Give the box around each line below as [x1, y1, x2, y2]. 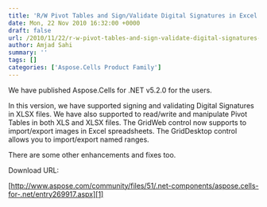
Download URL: [8, 165, 60, 175]
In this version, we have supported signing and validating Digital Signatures [8, 100, 254, 110]
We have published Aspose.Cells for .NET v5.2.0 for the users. [8, 85, 212, 95]
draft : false [8, 26, 52, 34]
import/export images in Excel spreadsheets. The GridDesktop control [8, 126, 238, 135]
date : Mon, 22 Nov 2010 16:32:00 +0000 [8, 19, 141, 27]
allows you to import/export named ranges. [8, 135, 149, 144]
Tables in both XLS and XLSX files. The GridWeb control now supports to [8, 117, 247, 127]
